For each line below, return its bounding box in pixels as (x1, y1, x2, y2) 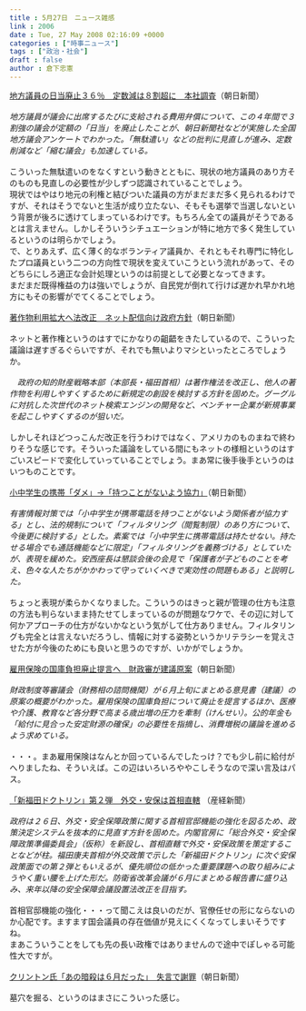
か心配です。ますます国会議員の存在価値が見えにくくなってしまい (9, 916, 255, 927)
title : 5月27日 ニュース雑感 (9, 13, 115, 23)
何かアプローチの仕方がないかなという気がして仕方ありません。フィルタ (9, 619, 280, 630)
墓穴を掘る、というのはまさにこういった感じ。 (9, 992, 184, 1003)
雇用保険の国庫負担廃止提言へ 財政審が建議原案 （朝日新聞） (9, 663, 241, 674)
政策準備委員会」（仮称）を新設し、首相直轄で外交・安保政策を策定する (16, 838, 284, 849)
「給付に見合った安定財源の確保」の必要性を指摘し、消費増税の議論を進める (9, 719, 296, 729)
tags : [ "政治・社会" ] (9, 47, 89, 56)
